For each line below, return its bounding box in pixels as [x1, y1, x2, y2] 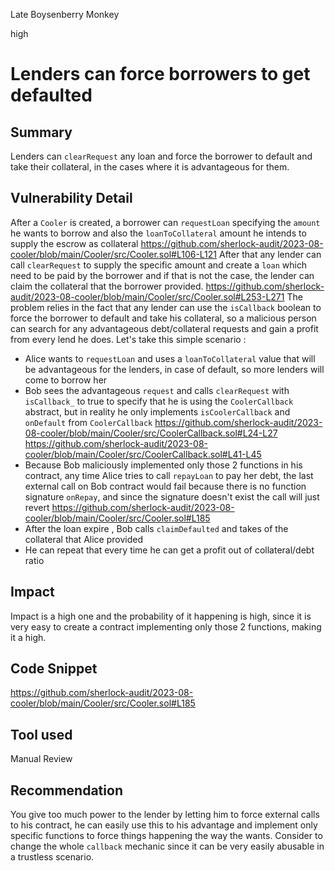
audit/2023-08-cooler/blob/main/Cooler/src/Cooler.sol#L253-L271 [10, 290, 285, 303]
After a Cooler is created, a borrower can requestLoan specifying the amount [10, 216, 321, 228]
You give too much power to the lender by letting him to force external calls [10, 809, 320, 821]
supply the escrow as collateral [10, 237, 139, 249]
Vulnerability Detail [10, 190, 133, 207]
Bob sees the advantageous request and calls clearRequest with [24, 384, 290, 396]
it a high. [10, 631, 47, 643]
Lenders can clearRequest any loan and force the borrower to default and [10, 150, 313, 162]
